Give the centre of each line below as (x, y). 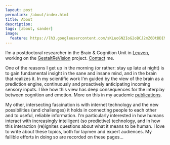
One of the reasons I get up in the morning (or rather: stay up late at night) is (85, 68)
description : (19, 24)
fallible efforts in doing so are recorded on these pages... (65, 137)
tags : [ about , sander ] (29, 29)
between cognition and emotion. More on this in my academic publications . (83, 95)
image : (12, 33)
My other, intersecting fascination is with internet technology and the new (82, 104)
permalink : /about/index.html (37, 15)
